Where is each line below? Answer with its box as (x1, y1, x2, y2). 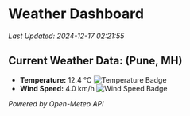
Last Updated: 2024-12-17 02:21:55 (8, 31, 125, 41)
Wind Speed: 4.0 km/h (19, 83, 95, 93)
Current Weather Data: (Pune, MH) (8, 54, 183, 68)
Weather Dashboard (8, 5, 145, 23)
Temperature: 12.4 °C (19, 75, 92, 84)
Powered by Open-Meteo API (8, 99, 105, 108)
